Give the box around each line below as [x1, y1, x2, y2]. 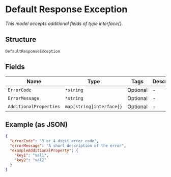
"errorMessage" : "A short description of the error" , [10, 143, 126, 148]
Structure [5, 35, 37, 44]
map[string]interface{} [65, 104, 123, 109]
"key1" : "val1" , [14, 153, 49, 158]
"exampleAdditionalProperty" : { [10, 148, 79, 153]
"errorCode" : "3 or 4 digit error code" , [10, 139, 99, 144]
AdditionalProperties [8, 104, 60, 109]
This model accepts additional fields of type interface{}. [5, 20, 123, 27]
